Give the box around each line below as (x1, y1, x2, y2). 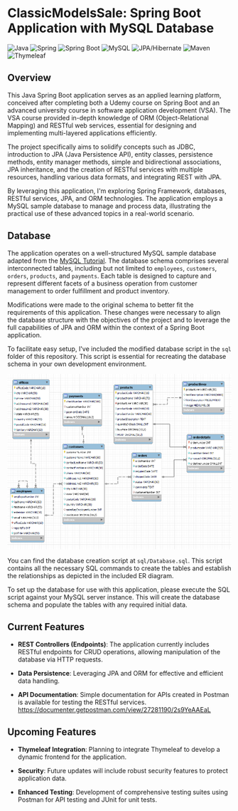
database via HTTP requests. (17, 655, 103, 664)
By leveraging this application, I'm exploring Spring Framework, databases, (7, 187, 227, 195)
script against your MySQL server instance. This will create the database (7, 592, 220, 601)
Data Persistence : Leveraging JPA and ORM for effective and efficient (17, 669, 224, 677)
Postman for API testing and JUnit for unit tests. (17, 795, 158, 804)
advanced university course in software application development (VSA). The (7, 105, 231, 115)
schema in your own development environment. (7, 360, 147, 368)
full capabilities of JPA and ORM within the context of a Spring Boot (7, 323, 205, 332)
